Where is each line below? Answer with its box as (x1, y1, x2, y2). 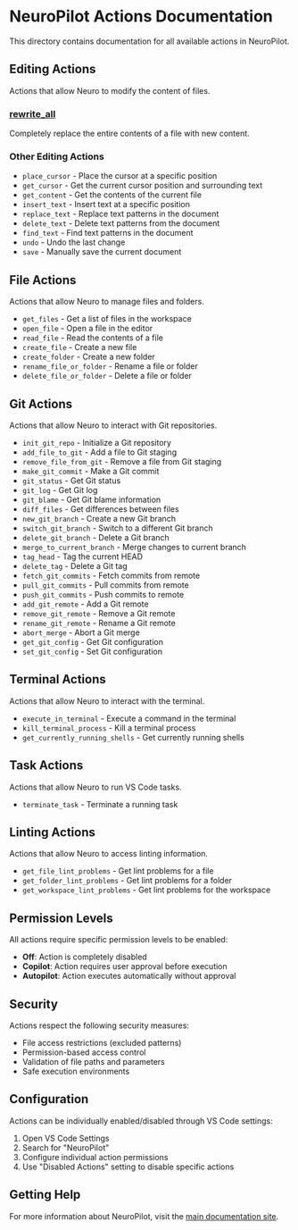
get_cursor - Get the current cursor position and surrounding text (21, 180, 263, 191)
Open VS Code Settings (21, 1133, 110, 1143)
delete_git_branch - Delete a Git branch (21, 531, 170, 542)
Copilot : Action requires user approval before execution (21, 961, 228, 972)
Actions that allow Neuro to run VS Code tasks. (9, 782, 182, 792)
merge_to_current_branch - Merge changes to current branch (21, 541, 247, 552)
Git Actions (9, 396, 73, 412)
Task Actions (9, 757, 84, 774)
